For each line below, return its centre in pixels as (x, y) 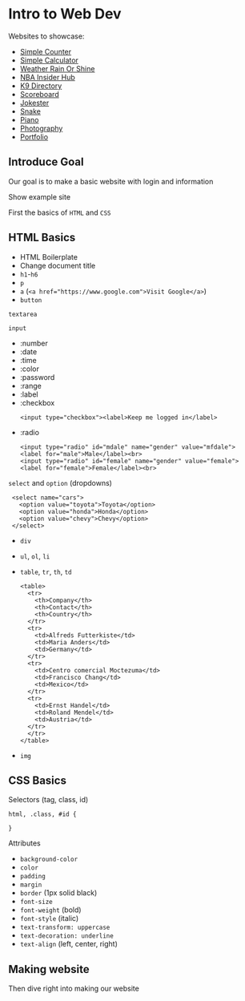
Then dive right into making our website (74, 989)
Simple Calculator (49, 60)
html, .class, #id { (43, 814)
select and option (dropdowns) (60, 482)
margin (31, 885)
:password (37, 377)
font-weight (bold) (50, 910)
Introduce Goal (46, 162)
